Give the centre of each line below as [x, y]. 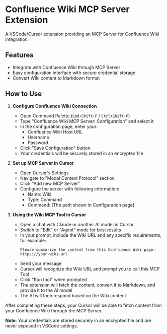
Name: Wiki [39, 194]
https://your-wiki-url [44, 254]
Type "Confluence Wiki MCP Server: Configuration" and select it [87, 121]
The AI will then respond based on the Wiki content [73, 295]
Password [38, 143]
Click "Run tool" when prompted [53, 279]
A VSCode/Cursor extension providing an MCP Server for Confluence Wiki [82, 34]
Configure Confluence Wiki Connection [55, 106]
